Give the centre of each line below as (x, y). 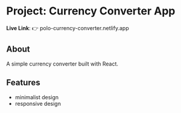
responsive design (38, 103)
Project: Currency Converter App (91, 11)
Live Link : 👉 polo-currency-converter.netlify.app (68, 28)
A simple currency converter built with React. (62, 64)
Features (23, 83)
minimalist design (37, 97)
